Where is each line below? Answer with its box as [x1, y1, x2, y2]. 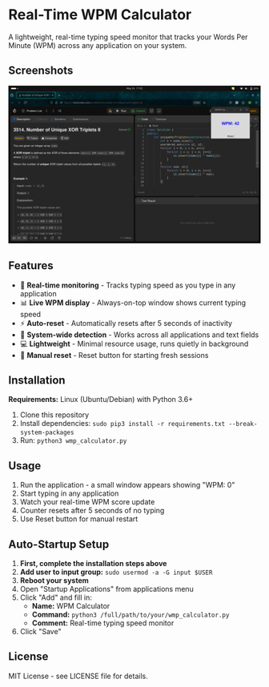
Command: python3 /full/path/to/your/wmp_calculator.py [31, 610, 230, 619]
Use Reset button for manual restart [19, 514, 139, 524]
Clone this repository [19, 410, 90, 420]
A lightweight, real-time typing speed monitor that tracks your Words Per [8, 32, 248, 42]
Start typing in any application [19, 488, 119, 498]
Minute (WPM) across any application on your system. [8, 40, 187, 50]
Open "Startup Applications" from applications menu [19, 585, 194, 593]
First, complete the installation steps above [19, 559, 167, 568]
